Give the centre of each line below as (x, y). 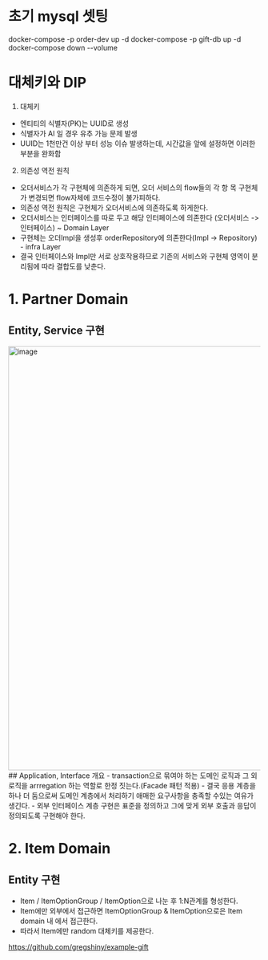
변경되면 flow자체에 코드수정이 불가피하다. (94, 197)
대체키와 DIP (47, 83)
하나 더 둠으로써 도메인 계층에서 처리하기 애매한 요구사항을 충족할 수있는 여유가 (131, 796)
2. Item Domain (60, 849)
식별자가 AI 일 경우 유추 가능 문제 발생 (78, 133)
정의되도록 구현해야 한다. (47, 816)
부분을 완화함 (40, 153)
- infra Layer (40, 246)
